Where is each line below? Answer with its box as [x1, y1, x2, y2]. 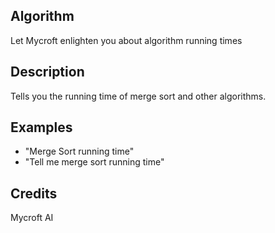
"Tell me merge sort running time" [24, 156, 165, 168]
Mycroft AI [10, 212, 54, 224]
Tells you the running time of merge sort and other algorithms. [10, 90, 267, 102]
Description [10, 64, 85, 81]
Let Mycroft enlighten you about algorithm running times [10, 34, 243, 46]
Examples [10, 119, 73, 136]
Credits [10, 185, 58, 202]
